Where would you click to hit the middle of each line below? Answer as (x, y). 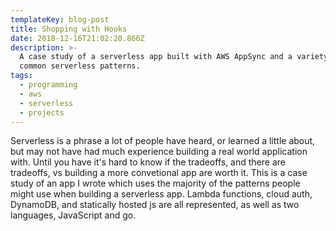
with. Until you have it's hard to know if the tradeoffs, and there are (148, 162)
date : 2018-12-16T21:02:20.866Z (77, 38)
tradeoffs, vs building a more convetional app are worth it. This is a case (159, 173)
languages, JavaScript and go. (73, 215)
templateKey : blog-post (60, 19)
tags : (21, 76)
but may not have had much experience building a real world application (159, 152)
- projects (42, 112)
